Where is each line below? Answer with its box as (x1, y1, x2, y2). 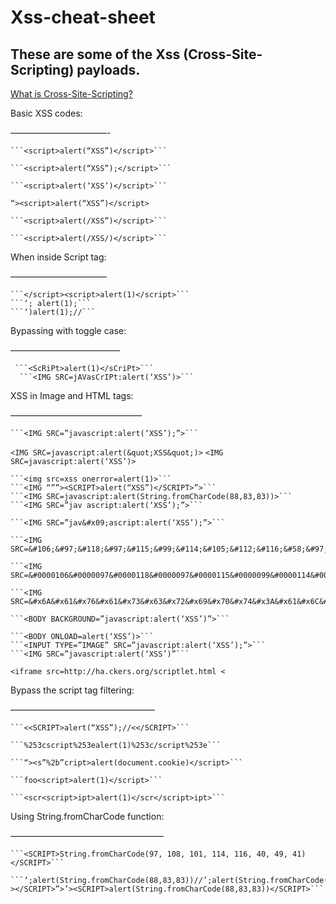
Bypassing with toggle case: (10, 325, 127, 336)
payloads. (76, 61, 141, 78)
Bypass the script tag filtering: (10, 684, 135, 696)
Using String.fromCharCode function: (10, 811, 165, 822)
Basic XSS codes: (10, 107, 83, 119)
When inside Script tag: (10, 251, 107, 263)
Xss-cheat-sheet (10, 6, 156, 29)
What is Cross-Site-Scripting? (10, 88, 133, 100)
